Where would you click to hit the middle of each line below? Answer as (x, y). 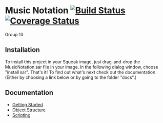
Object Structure (29, 110)
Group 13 (14, 34)
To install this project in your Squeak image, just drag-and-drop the (73, 62)
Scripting (21, 115)
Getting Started (27, 104)
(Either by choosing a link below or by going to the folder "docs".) (71, 77)
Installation (22, 50)
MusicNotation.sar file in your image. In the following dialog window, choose (82, 67)
